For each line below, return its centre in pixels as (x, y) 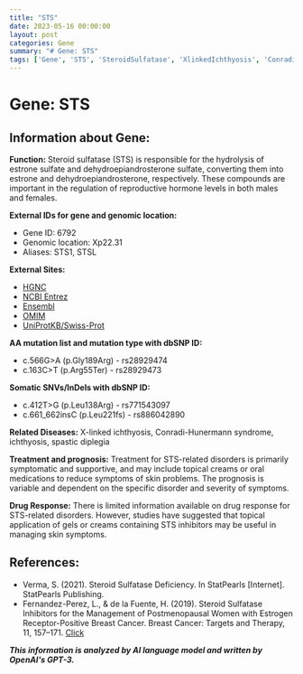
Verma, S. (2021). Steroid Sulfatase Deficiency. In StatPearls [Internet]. (153, 585)
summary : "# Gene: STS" (54, 51)
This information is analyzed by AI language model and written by (136, 650)
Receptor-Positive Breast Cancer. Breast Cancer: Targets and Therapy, (154, 623)
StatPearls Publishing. (63, 594)
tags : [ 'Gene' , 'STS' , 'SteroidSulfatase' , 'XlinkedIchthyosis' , (134, 60)
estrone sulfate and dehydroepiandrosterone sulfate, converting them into (147, 169)
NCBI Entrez (45, 296)
